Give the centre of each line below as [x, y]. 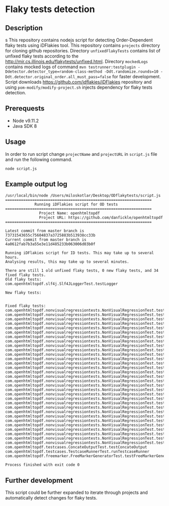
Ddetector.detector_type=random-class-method [54, 72]
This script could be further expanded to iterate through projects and [77, 492]
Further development [39, 480]
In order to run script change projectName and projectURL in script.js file [81, 154]
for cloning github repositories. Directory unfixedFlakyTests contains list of [83, 51]
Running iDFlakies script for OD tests [76, 205]
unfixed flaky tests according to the [42, 56]
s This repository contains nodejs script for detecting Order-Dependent [79, 40]
